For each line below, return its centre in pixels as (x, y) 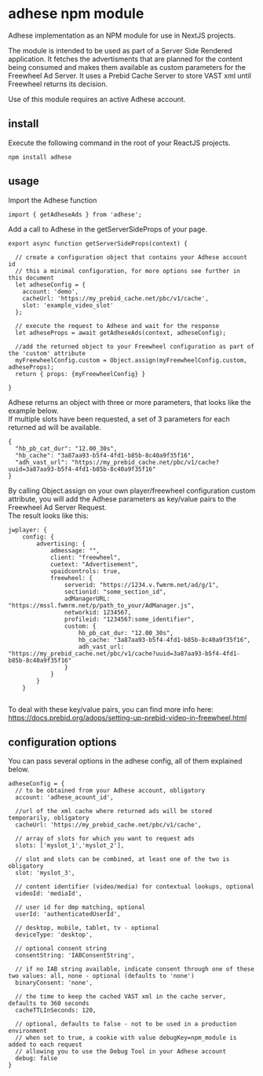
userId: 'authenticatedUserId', (68, 914)
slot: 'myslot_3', (46, 873)
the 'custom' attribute (47, 353)
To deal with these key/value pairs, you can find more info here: (111, 709)
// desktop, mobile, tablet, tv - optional (87, 928)
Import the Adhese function (53, 200)
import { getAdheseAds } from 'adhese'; (75, 214)
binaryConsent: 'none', (54, 983)
